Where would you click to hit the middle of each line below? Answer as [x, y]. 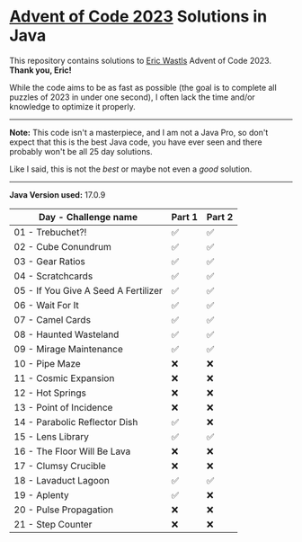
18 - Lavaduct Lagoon [62, 480]
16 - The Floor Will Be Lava [72, 451]
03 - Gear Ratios [49, 261]
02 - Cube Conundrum [63, 246]
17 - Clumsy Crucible [60, 466]
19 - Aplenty [41, 494]
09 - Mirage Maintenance [69, 349]
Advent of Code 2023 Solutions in [138, 17]
